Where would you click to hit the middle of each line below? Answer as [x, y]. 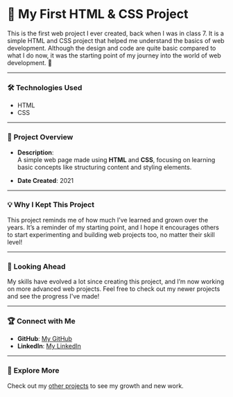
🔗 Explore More [33, 371]
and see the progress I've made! [53, 297]
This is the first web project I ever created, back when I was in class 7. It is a [115, 33]
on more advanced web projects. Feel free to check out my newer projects [114, 289]
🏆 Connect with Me [42, 321]
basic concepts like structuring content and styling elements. [104, 167]
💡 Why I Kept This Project [51, 205]
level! [15, 242]
